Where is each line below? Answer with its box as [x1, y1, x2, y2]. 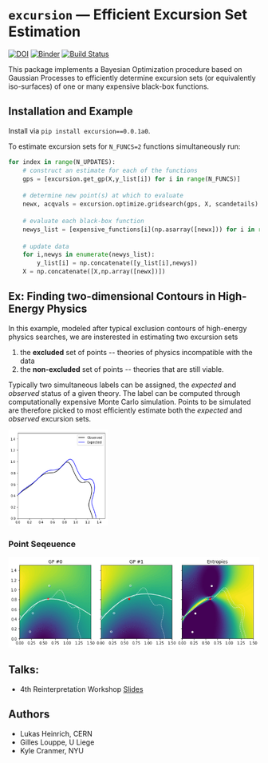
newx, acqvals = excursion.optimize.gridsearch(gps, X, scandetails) [22, 200, 259, 209]
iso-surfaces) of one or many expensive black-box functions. [8, 82, 210, 91]
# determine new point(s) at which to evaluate [22, 192, 183, 200]
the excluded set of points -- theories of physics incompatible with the [19, 347, 253, 357]
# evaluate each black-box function [22, 217, 145, 225]
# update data [22, 242, 69, 250]
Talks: [8, 663, 40, 677]
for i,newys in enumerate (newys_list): [22, 250, 156, 259]
